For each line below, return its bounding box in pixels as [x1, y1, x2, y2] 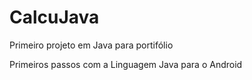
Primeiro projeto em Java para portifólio [9, 39, 174, 51]
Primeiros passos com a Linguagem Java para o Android [9, 58, 243, 70]
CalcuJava [9, 6, 100, 29]
